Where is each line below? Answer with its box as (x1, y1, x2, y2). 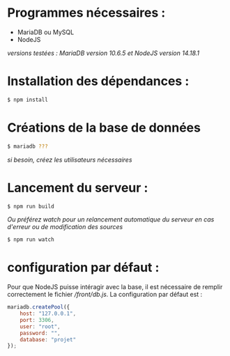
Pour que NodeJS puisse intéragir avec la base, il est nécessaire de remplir (7, 283, 223, 291)
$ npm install (7, 96, 49, 103)
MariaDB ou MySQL (17, 28, 75, 36)
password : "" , (20, 330, 61, 336)
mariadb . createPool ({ (7, 304, 70, 311)
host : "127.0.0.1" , (20, 310, 77, 318)
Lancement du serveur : (7, 180, 148, 196)
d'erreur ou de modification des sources (7, 223, 123, 231)
